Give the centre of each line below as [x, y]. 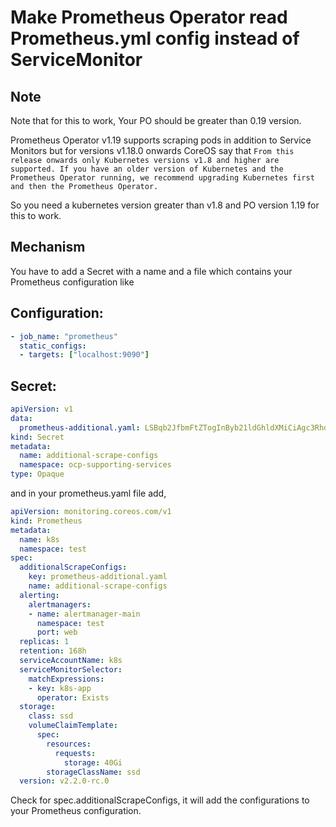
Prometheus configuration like [72, 282]
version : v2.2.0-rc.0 [64, 781]
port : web [57, 632]
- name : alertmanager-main [84, 614]
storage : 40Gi [93, 762]
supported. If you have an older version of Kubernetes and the [147, 169]
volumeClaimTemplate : [73, 726]
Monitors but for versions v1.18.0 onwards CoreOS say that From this [152, 150]
